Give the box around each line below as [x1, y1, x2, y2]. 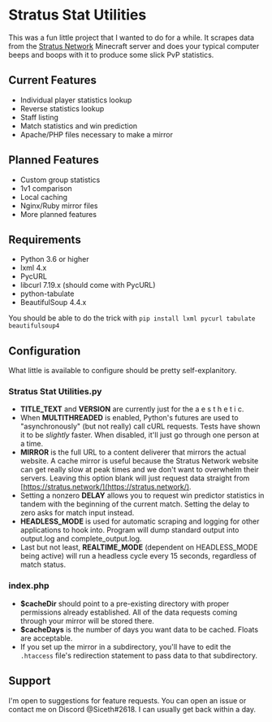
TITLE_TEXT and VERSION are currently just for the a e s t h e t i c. [19, 404, 244, 414]
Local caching [19, 192, 67, 202]
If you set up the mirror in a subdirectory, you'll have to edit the [19, 642, 231, 651]
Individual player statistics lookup [19, 95, 132, 105]
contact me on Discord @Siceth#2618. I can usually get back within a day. [8, 704, 256, 714]
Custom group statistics [19, 175, 101, 185]
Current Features [8, 73, 97, 87]
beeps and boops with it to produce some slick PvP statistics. [8, 50, 214, 59]
